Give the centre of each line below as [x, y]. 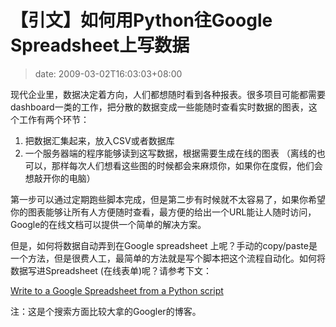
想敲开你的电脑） [60, 178]
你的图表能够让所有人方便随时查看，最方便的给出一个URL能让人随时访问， [163, 212]
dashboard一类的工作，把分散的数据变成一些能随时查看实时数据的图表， [159, 107]
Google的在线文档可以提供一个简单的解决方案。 [108, 224]
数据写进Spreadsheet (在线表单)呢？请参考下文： [111, 270]
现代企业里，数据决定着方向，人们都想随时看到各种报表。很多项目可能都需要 [168, 94]
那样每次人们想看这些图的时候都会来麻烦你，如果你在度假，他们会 [187, 165]
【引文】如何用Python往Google [141, 20]
